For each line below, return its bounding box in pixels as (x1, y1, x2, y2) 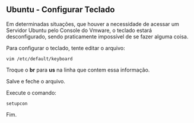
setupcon (6, 101, 28, 106)
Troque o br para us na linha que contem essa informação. (6, 66, 150, 73)
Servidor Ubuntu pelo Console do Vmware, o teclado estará (6, 27, 152, 34)
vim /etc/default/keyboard (6, 56, 73, 61)
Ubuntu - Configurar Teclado (6, 5, 115, 15)
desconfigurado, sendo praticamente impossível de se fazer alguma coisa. (6, 33, 189, 40)
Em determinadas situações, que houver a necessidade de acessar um (6, 20, 180, 27)
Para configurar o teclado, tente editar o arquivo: (6, 44, 126, 51)
